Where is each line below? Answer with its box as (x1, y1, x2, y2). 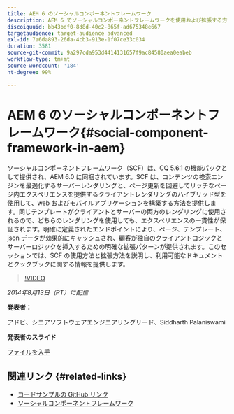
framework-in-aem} (7, 140, 126, 156)
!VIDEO (24, 274, 45, 283)
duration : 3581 (7, 43, 52, 50)
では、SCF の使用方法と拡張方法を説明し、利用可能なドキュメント (31, 251, 224, 259)
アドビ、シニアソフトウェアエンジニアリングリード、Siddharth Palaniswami (7, 318, 226, 327)
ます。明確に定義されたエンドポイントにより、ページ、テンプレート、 (25, 225, 226, 234)
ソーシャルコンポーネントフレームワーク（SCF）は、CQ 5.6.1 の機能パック (7, 164, 221, 172)
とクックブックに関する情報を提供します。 (7, 260, 129, 269)
